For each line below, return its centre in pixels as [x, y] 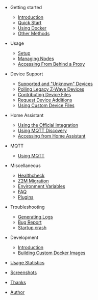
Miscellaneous [25, 166]
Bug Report [30, 222]
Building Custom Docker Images [52, 253]
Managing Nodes [36, 59]
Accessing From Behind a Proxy [51, 64]
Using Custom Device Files [46, 105]
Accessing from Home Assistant [52, 136]
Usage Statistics [27, 263]
